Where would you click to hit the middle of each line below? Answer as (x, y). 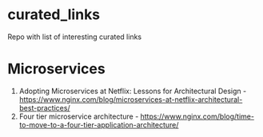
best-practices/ (44, 108)
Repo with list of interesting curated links (74, 37)
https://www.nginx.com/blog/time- (197, 116)
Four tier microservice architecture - (79, 116)
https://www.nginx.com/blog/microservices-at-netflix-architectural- (131, 99)
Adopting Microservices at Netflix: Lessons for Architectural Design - (133, 91)
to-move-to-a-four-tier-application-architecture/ (99, 124)
